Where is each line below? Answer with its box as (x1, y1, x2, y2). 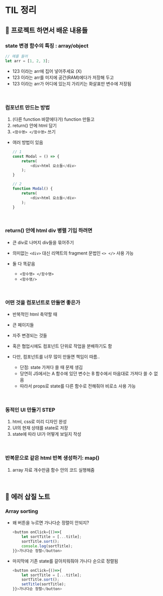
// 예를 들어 (5, 53, 28, 59)
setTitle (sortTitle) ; (21, 582, 66, 587)
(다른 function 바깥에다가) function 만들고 (12, 116, 95, 122)
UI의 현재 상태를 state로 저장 (12, 425, 69, 431)
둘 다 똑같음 (12, 261, 36, 267)
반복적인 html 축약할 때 (12, 311, 58, 317)
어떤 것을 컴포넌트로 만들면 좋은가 (5, 299, 81, 306)
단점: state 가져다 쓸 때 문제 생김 (19, 364, 83, 370)
